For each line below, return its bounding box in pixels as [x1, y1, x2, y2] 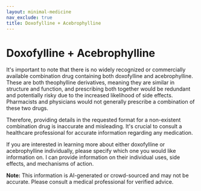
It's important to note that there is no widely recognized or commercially [6, 66, 186, 73]
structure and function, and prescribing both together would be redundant [6, 85, 191, 92]
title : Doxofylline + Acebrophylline [6, 20, 101, 26]
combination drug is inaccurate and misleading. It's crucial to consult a [6, 123, 182, 130]
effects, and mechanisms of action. [6, 160, 94, 167]
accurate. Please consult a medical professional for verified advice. [6, 178, 174, 186]
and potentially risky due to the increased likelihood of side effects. [6, 92, 173, 99]
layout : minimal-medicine [6, 8, 71, 15]
